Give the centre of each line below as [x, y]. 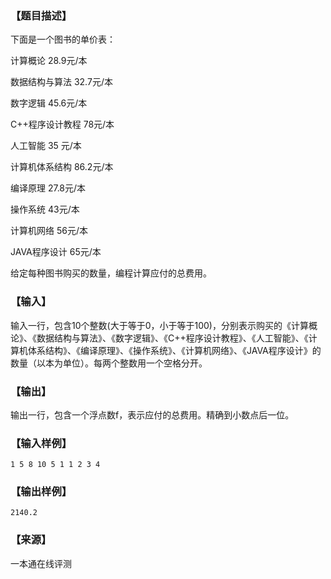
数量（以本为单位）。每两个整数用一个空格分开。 [109, 363]
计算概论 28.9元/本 [49, 61]
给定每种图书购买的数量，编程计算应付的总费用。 [111, 273]
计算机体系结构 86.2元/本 [62, 167]
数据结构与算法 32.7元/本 [61, 82]
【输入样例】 [41, 443]
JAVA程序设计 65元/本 [56, 252]
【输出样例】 [41, 492]
